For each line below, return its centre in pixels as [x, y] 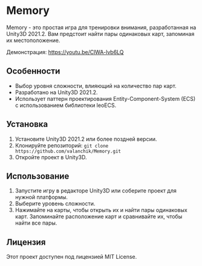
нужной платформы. [41, 197]
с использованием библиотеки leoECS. [66, 105]
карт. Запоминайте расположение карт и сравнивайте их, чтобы [99, 217]
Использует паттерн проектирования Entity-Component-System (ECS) [105, 98]
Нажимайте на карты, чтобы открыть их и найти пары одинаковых [101, 210]
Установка [27, 124]
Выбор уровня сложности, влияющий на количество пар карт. [96, 86]
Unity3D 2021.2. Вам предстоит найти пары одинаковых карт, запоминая [100, 33]
